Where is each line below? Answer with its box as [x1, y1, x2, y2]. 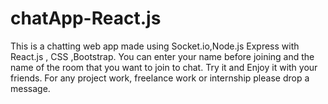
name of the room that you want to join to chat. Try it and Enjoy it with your [10, 61, 318, 73]
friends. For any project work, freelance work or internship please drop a [10, 72, 310, 84]
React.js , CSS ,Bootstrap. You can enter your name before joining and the [10, 50, 315, 62]
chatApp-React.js [10, 7, 162, 30]
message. [10, 82, 51, 94]
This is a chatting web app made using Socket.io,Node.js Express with [10, 40, 300, 52]
